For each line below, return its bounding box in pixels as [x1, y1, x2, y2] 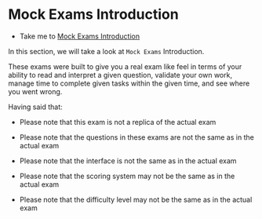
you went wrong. [8, 86, 63, 96]
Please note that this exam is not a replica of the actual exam [19, 117, 217, 126]
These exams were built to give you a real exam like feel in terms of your [8, 61, 242, 71]
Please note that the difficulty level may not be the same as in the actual [19, 195, 253, 204]
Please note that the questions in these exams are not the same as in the [19, 132, 255, 142]
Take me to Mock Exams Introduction [19, 31, 140, 41]
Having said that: [8, 102, 63, 111]
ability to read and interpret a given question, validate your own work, [8, 70, 233, 79]
